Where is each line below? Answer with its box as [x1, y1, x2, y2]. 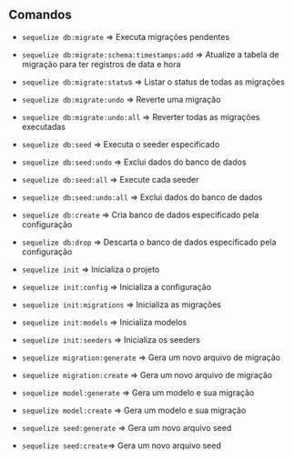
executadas [21, 121, 66, 132]
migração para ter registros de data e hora [21, 58, 181, 69]
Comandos [8, 7, 72, 23]
